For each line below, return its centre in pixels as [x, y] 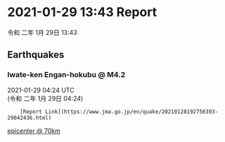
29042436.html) [30, 118]
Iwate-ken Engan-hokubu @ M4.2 [66, 75]
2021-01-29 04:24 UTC [41, 90]
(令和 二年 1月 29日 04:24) [45, 98]
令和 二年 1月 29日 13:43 [42, 32]
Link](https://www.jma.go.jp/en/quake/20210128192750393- [131, 112]
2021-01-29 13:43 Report [82, 12]
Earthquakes [36, 55]
